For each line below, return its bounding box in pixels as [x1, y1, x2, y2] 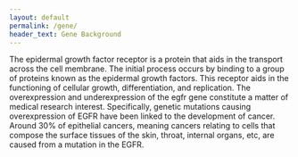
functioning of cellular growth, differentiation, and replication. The [9, 82, 252, 94]
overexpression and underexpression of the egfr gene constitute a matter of [9, 92, 289, 103]
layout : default [9, 12, 70, 22]
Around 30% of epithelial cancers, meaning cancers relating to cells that [9, 120, 276, 131]
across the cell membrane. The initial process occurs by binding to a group [9, 63, 285, 74]
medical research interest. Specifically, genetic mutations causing [9, 102, 252, 112]
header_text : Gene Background [9, 29, 122, 38]
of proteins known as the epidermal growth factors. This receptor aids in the [9, 73, 289, 84]
